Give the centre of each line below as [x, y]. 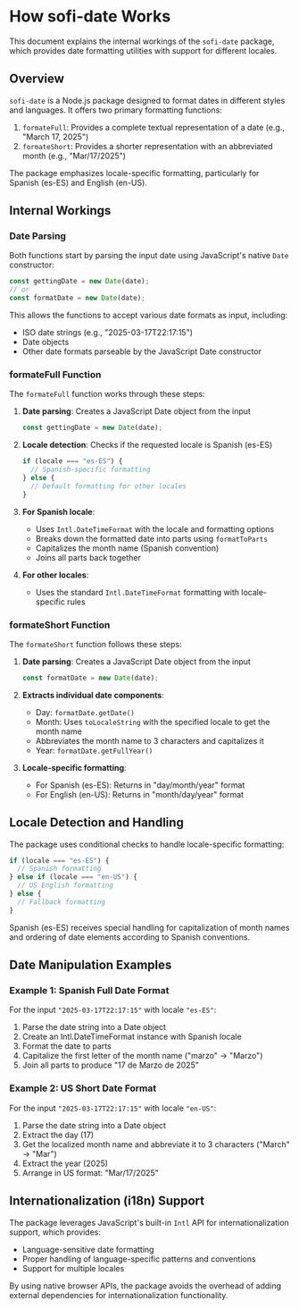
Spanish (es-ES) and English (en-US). [78, 182]
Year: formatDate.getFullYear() [94, 750]
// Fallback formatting [61, 902]
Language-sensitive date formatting [88, 1249]
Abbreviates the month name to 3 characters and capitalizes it [150, 740]
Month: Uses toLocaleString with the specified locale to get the [153, 722]
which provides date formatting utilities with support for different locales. [143, 50]
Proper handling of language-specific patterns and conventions [139, 1259]
